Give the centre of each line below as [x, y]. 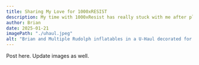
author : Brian [24, 22]
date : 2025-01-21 [28, 28]
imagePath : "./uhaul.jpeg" [39, 34]
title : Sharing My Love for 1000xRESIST [57, 12]
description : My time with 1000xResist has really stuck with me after [96, 17]
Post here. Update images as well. [48, 56]
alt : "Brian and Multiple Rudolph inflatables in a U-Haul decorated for [99, 39]
